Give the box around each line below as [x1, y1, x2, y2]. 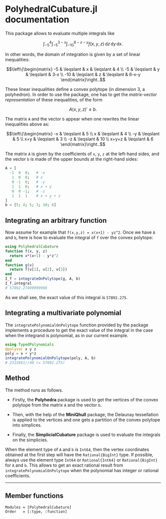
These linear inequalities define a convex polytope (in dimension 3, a [5, 86, 145, 92]
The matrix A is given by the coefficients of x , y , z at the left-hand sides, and [5, 151, 160, 157]
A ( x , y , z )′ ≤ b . [69, 106, 97, 112]
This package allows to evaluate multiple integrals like [5, 30, 115, 36]
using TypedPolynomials [5, 342, 54, 347]
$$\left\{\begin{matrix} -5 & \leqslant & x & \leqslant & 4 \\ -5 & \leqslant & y [6, 66, 160, 72]
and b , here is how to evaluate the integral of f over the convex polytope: [5, 235, 153, 241]
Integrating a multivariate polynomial [5, 309, 122, 317]
